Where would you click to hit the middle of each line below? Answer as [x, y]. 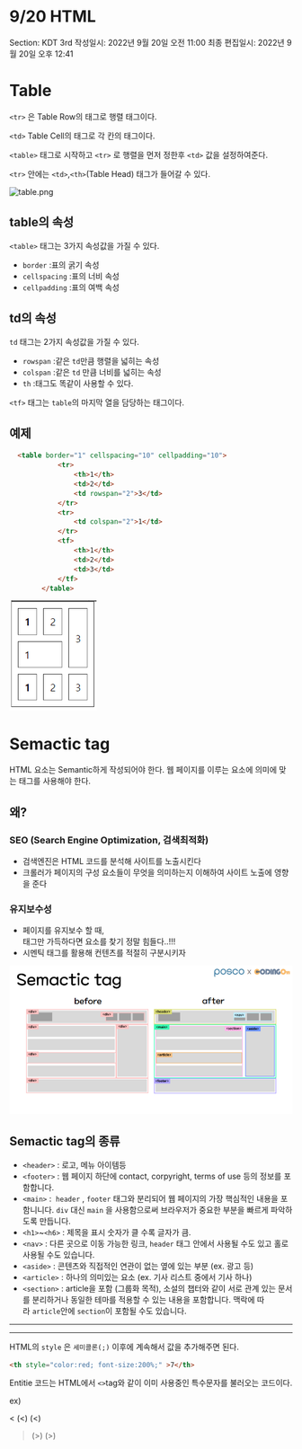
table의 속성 [42, 222]
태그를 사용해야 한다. [55, 781]
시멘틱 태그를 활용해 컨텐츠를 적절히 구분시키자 [104, 953]
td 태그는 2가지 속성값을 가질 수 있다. [74, 341]
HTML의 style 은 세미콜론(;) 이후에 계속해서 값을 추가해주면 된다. [124, 1347]
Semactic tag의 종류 [65, 1141]
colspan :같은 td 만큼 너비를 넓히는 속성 [92, 372]
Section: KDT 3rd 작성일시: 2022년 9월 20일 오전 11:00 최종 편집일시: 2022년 [147, 42]
